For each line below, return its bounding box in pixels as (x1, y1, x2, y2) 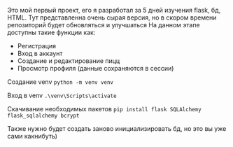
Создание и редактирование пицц (17, 57, 120, 65)
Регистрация (17, 42, 57, 50)
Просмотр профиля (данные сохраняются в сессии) (17, 64, 174, 72)
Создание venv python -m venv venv (7, 78, 114, 86)
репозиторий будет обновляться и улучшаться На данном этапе (7, 21, 201, 29)
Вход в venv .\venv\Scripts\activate (7, 91, 117, 99)
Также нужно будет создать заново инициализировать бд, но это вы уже (7, 125, 227, 132)
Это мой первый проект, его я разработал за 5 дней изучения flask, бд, (7, 6, 221, 14)
